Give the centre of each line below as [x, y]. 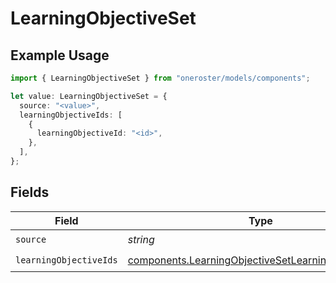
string [141, 240]
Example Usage [60, 55]
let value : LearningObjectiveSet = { [89, 96]
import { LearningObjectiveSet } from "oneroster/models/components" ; [160, 78]
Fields [30, 192]
